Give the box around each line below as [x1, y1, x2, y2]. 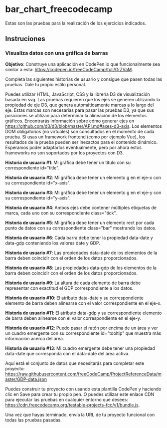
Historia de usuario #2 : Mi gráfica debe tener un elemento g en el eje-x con [5, 174, 161, 180]
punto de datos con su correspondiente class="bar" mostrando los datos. [5, 225, 157, 231]
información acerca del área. [5, 335, 64, 341]
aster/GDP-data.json [5, 376, 47, 382]
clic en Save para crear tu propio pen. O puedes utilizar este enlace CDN [5, 391, 155, 397]
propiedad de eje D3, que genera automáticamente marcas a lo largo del [5, 102, 154, 108]
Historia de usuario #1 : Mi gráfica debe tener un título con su [5, 159, 131, 165]
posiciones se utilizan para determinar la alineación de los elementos [5, 112, 147, 118]
